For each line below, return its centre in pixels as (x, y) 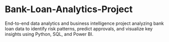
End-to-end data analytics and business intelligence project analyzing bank (84, 23)
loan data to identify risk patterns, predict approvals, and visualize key (79, 28)
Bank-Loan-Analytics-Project (69, 9)
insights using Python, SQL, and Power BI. (49, 34)
